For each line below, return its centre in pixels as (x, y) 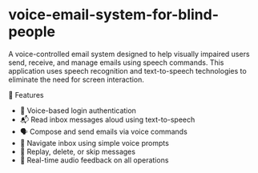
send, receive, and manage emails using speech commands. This (116, 62)
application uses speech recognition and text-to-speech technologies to (127, 70)
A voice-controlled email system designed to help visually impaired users (129, 54)
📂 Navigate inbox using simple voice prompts (95, 143)
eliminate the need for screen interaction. (76, 79)
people (32, 32)
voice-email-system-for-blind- (113, 15)
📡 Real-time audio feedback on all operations (94, 160)
